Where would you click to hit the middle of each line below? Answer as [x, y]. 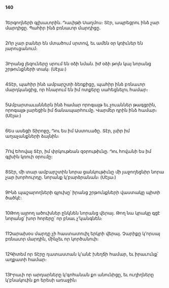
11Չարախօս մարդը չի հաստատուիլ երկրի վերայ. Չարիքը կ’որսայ [83, 233]
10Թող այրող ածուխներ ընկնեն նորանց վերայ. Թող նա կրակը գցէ [83, 213]
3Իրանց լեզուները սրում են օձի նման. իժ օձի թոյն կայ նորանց [78, 64]
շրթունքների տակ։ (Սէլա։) [36, 69]
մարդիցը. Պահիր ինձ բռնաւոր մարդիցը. [53, 28]
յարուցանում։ [22, 48]
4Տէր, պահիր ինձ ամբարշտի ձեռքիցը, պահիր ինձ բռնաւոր [75, 84]
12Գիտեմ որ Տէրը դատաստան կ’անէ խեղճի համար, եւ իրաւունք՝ [82, 254]
